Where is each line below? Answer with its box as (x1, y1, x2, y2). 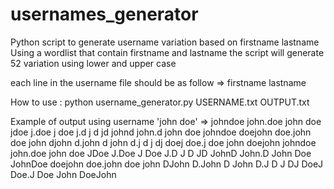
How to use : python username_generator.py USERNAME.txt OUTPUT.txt (10, 96, 310, 108)
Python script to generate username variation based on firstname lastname (10, 36, 320, 48)
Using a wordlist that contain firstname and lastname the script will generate (10, 46, 325, 58)
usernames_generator (10, 3, 199, 26)
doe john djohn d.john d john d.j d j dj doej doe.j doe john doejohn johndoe (10, 136, 317, 148)
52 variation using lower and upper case (10, 57, 177, 69)
